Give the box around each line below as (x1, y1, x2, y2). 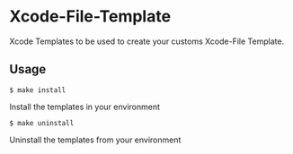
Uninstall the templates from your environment (9, 134, 182, 145)
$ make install (9, 85, 67, 95)
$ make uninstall (9, 118, 75, 127)
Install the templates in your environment (9, 101, 160, 112)
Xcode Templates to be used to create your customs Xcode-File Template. (9, 36, 285, 47)
